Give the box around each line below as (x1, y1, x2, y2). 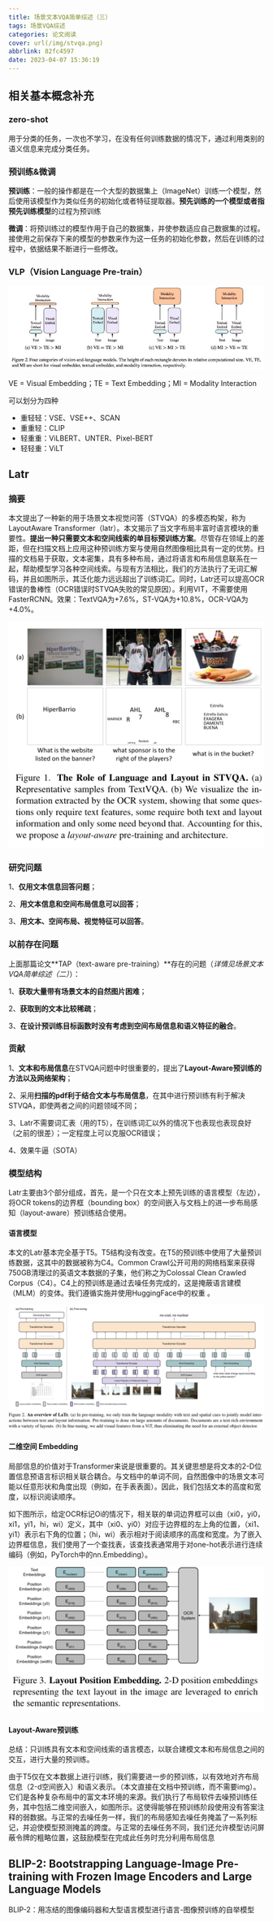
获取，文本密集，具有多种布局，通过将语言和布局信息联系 (50, 553, 244, 564)
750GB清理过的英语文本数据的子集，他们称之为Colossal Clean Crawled (8, 1268, 246, 1278)
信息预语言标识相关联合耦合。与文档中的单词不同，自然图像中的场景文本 (15, 1471, 258, 1481)
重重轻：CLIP (19, 423, 65, 432)
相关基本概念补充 (8, 89, 94, 103)
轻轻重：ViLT (19, 443, 64, 453)
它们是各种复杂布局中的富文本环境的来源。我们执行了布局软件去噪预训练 (8, 1792, 250, 1802)
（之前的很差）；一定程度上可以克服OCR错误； (8, 1128, 162, 1138)
